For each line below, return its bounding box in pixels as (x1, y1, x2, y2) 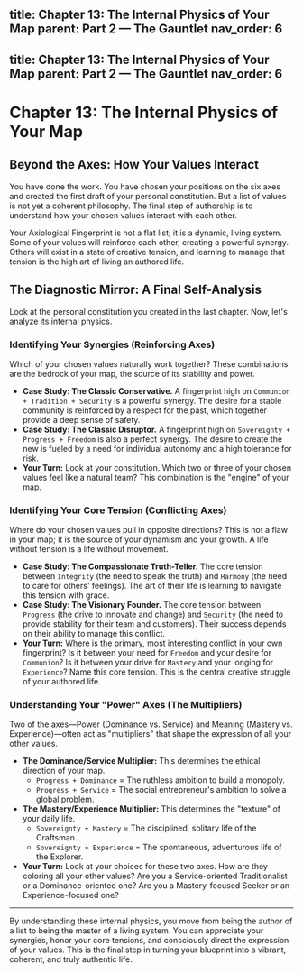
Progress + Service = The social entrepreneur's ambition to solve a (35, 785, 287, 795)
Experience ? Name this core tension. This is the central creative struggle (22, 666, 291, 677)
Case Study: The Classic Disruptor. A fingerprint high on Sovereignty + (22, 424, 291, 435)
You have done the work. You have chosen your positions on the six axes (9, 180, 281, 192)
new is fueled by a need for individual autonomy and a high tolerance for (22, 443, 292, 454)
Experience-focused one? (22, 890, 119, 901)
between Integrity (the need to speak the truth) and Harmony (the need (22, 571, 288, 582)
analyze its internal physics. (9, 316, 113, 326)
